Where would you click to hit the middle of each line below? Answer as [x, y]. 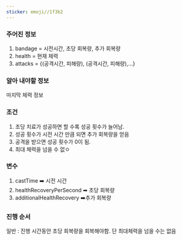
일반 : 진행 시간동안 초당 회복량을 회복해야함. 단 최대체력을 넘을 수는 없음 [91, 231]
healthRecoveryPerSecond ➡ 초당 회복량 [65, 190]
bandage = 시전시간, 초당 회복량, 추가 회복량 [68, 48]
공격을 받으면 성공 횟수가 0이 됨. [53, 141]
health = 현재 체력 [36, 56]
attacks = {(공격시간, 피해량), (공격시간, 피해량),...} [75, 63]
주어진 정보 [21, 34]
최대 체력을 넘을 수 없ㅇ [42, 149]
